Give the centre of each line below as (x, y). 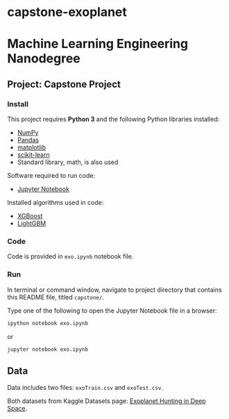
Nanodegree (44, 59)
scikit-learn (33, 155)
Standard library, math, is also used (68, 162)
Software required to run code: (51, 176)
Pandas (28, 140)
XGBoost (30, 216)
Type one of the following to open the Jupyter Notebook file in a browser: (112, 311)
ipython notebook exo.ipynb (48, 323)
